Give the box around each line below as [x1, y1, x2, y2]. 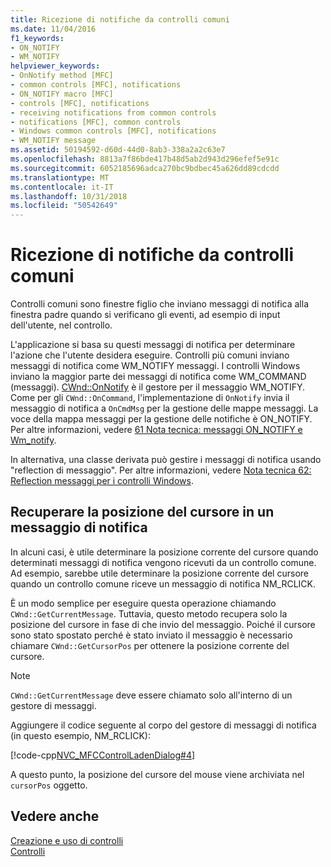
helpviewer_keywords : [10, 61, 101, 71]
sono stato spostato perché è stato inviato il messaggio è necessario [10, 629, 293, 641]
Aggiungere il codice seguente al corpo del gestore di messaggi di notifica [10, 719, 317, 731]
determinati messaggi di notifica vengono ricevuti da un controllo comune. [10, 556, 317, 568]
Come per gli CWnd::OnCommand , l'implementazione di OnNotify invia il [10, 392, 290, 404]
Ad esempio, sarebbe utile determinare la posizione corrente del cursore [10, 567, 309, 579]
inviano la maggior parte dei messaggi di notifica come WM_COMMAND [10, 371, 307, 383]
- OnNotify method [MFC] [10, 71, 114, 81]
